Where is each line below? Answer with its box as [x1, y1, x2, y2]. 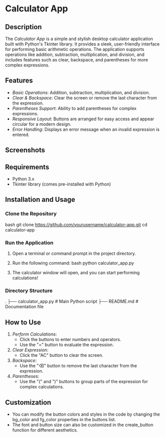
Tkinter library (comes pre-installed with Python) [12, 181, 111, 187]
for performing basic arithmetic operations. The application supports [5, 47, 144, 52]
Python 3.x [12, 176, 34, 182]
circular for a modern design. [12, 121, 71, 127]
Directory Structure [5, 287, 53, 294]
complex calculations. [19, 384, 64, 390]
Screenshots [5, 146, 45, 154]
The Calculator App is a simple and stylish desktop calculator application [5, 36, 154, 42]
